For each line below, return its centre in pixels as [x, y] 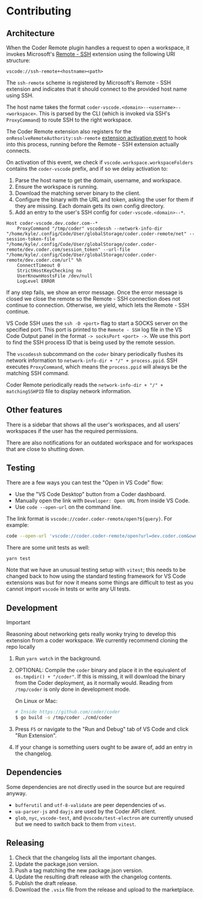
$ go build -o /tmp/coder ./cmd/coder [63, 718]
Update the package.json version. [57, 864]
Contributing [39, 11]
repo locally [21, 647]
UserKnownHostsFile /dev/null [55, 276]
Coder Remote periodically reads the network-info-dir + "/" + [85, 385]
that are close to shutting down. [46, 449]
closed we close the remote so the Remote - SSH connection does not [93, 299]
